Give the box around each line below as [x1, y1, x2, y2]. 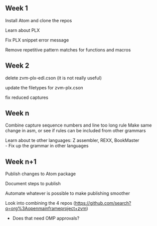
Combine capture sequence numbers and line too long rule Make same [5, 122, 152, 128]
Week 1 [5, 4, 28, 13]
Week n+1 [5, 157, 37, 166]
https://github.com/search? [75, 200, 131, 206]
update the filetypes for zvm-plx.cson [5, 84, 84, 90]
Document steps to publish [5, 181, 61, 187]
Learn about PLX [5, 27, 40, 33]
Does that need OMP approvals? [12, 215, 80, 221]
